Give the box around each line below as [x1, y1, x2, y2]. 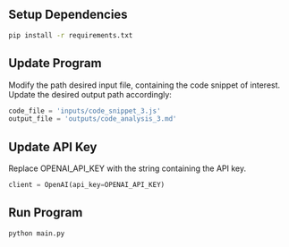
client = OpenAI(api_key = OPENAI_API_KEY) [8, 181, 166, 190]
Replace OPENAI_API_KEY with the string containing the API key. [8, 163, 247, 174]
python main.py [8, 228, 65, 238]
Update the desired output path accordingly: [8, 89, 172, 99]
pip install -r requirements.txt [8, 30, 133, 39]
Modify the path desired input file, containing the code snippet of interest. [8, 80, 281, 90]
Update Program [8, 55, 102, 71]
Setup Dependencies [8, 7, 128, 22]
